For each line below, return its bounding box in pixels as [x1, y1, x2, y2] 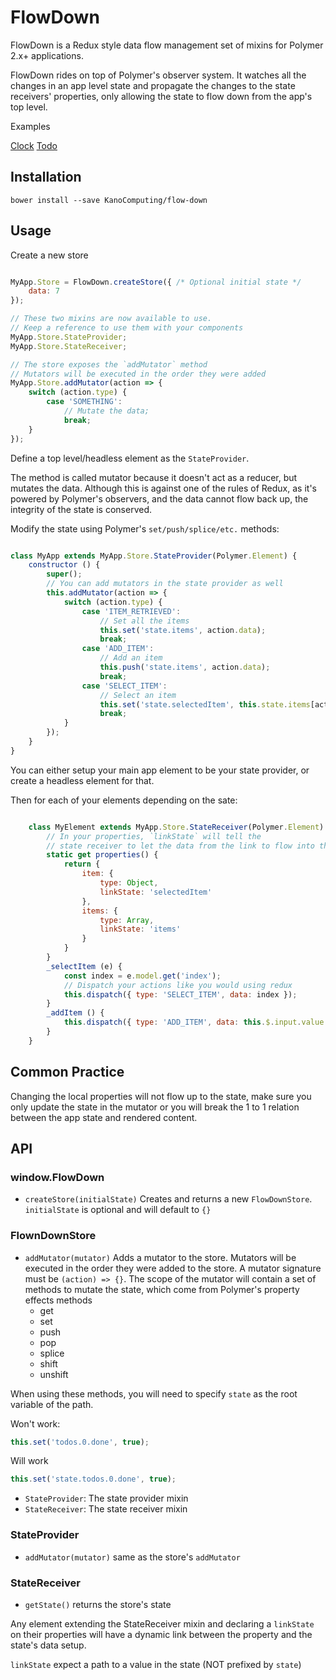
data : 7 [28, 286, 60, 296]
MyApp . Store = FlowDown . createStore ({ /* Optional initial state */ [10, 277, 302, 287]
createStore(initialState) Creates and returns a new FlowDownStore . [24, 1193, 313, 1205]
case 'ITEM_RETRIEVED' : [81, 606, 182, 616]
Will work [10, 1455, 49, 1467]
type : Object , [99, 878, 159, 888]
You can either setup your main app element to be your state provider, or [10, 764, 310, 776]
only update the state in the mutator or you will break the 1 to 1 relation [10, 1101, 300, 1113]
